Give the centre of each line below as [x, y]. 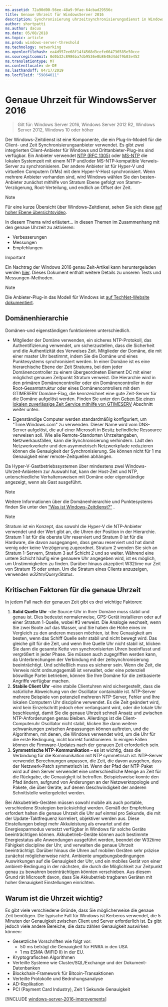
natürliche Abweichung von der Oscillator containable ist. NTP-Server [84, 692]
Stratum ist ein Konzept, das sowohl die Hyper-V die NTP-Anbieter [73, 526]
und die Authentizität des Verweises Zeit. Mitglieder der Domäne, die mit [87, 351]
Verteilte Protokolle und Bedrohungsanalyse [58, 979]
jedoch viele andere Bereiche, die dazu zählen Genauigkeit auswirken [77, 926]
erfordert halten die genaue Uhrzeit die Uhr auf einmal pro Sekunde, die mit [83, 813]
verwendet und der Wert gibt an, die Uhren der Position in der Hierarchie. [80, 532]
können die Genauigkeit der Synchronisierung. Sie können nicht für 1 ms [87, 451]
